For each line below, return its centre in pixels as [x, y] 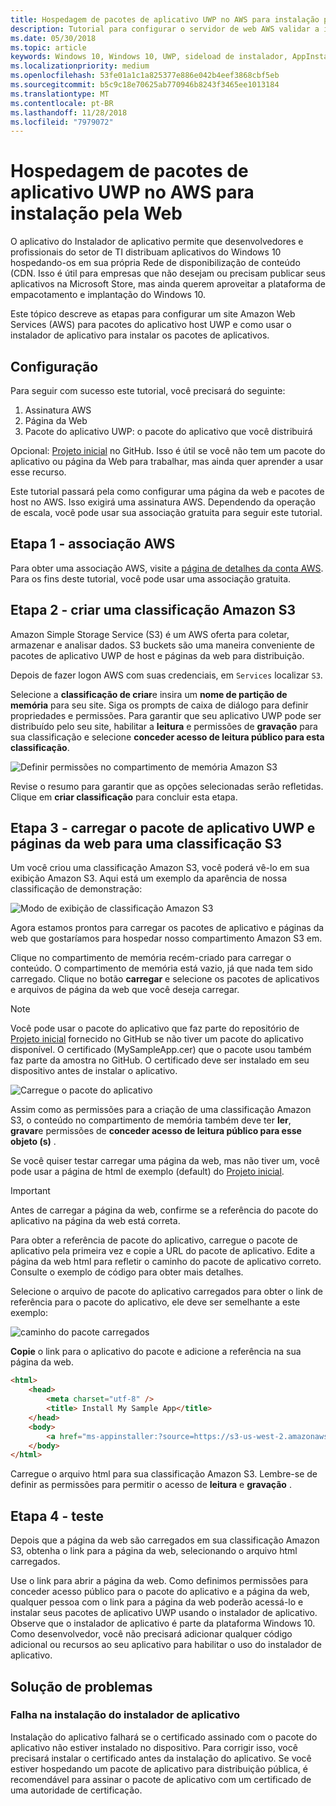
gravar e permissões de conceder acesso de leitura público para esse [156, 1131]
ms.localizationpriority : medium [80, 66]
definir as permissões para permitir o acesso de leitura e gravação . [151, 1485]
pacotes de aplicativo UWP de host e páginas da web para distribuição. [157, 655]
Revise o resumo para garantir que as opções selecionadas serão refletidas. [167, 786]
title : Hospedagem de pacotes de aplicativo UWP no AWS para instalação [165, 19]
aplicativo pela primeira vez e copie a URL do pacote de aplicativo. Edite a [163, 1251]
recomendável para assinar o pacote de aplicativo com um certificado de [161, 1779]
